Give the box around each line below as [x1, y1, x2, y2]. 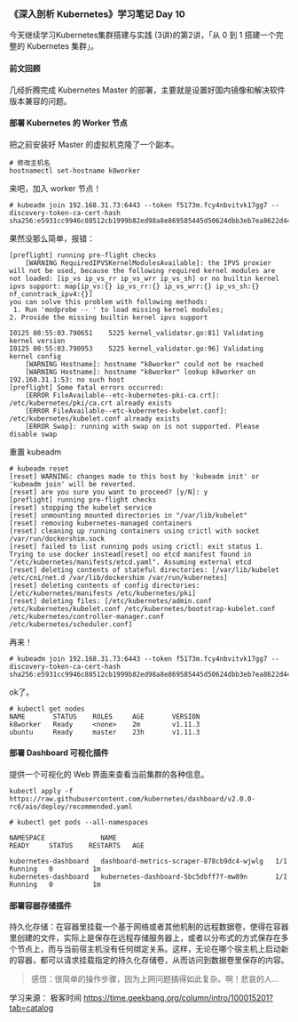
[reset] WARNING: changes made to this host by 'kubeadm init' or [9, 471, 260, 481]
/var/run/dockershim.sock [9, 534, 105, 543]
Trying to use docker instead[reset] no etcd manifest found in [9, 550, 252, 559]
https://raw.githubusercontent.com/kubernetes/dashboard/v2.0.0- [9, 794, 255, 803]
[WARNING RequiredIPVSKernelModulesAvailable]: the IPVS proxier [25, 258, 272, 268]
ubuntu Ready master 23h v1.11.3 [9, 728, 200, 736]
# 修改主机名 [9, 158, 51, 167]
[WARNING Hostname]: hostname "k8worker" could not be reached [25, 359, 264, 368]
